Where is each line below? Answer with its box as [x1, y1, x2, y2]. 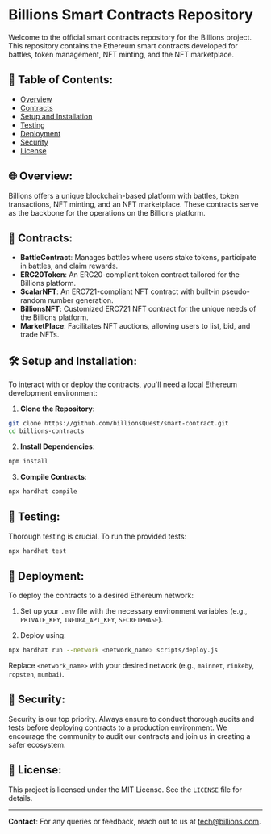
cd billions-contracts [8, 427, 85, 435]
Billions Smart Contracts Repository [8, 6, 254, 24]
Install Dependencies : [19, 442, 95, 451]
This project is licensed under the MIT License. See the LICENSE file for [8, 785, 242, 794]
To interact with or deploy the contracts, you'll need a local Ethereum [8, 379, 238, 389]
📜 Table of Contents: [8, 73, 113, 86]
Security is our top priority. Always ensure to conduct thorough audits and [8, 714, 255, 723]
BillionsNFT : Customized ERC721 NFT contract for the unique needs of [19, 304, 256, 314]
